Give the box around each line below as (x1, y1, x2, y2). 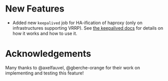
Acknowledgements (5, 48, 92, 59)
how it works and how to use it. (12, 30, 77, 36)
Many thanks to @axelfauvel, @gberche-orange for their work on (5, 64, 140, 70)
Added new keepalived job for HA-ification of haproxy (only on (12, 20, 142, 26)
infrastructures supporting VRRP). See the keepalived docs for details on (12, 25, 163, 31)
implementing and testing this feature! (5, 70, 84, 76)
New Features (5, 3, 64, 15)
